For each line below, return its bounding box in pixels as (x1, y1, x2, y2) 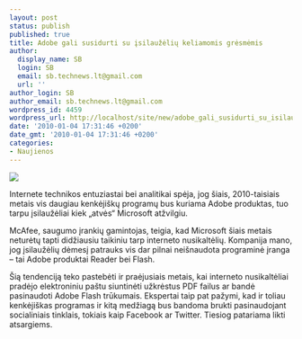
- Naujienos (9, 147, 54, 156)
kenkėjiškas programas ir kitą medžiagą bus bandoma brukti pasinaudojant (9, 299, 287, 310)
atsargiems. (9, 318, 53, 329)
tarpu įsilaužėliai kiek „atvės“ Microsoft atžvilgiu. (9, 208, 189, 219)
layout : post (9, 13, 58, 22)
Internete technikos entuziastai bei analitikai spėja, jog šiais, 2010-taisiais (9, 188, 280, 199)
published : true (9, 30, 70, 39)
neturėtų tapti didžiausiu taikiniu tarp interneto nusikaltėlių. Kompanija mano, (9, 235, 293, 245)
